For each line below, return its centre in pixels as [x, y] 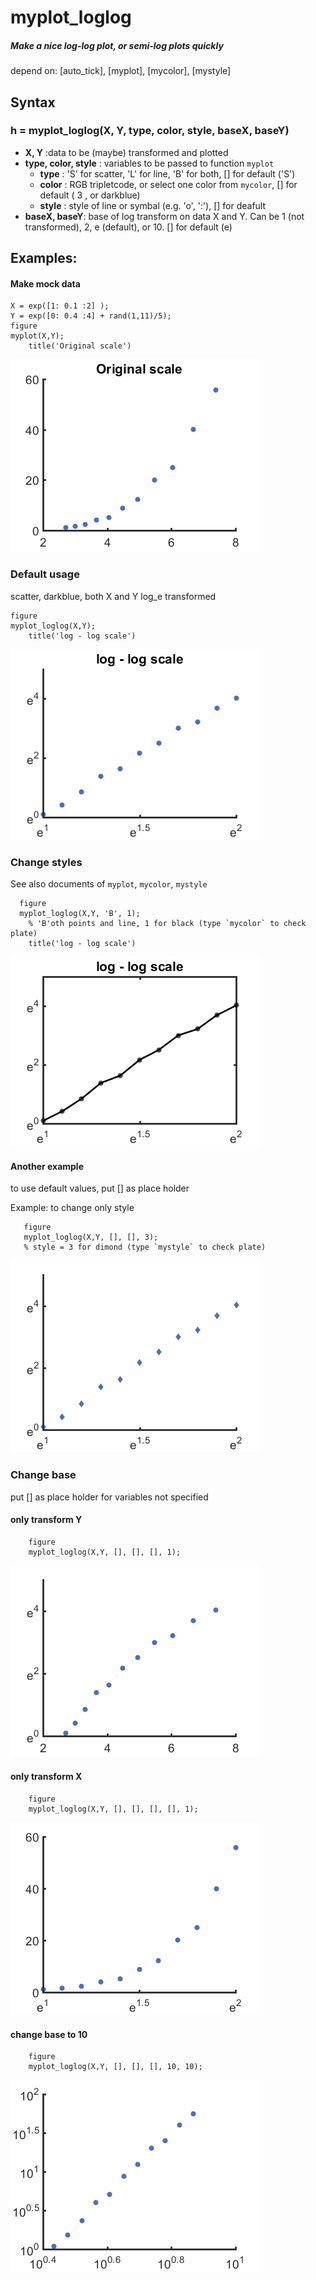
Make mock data [45, 283]
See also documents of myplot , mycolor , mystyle [109, 884]
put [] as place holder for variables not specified [109, 1497]
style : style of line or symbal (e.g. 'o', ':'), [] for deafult [153, 205]
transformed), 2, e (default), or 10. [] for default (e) [128, 227]
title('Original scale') [80, 346]
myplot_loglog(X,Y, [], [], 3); [91, 1237]
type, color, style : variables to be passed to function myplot [149, 163]
